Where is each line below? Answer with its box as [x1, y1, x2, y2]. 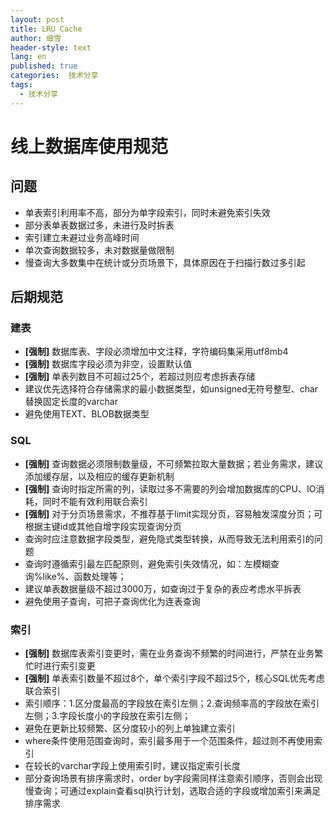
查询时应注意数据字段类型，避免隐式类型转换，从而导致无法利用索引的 [24, 532, 315, 545]
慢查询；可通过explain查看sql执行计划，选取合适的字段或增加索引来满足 [24, 784, 322, 796]
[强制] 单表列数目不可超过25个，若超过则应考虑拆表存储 [24, 371, 256, 383]
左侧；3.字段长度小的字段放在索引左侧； [24, 709, 192, 721]
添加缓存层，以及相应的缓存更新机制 [24, 470, 175, 482]
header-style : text [10, 42, 92, 53]
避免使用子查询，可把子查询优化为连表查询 [24, 595, 201, 607]
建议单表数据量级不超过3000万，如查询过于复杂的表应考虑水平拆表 [24, 582, 302, 595]
